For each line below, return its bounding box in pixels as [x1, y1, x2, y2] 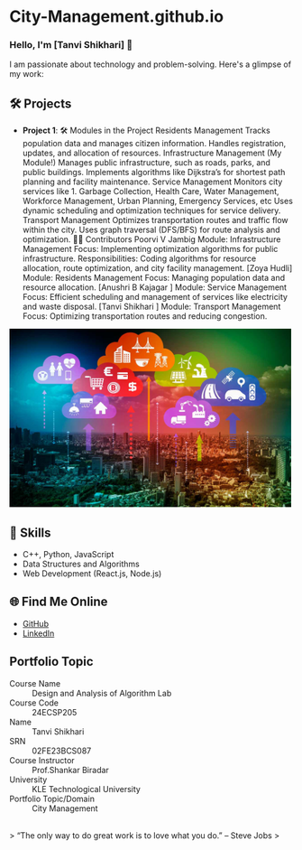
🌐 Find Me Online [9, 594, 108, 610]
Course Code [9, 697, 59, 708]
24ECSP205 [32, 706, 78, 717]
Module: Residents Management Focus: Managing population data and [22, 273, 286, 284]
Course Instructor [9, 754, 75, 765]
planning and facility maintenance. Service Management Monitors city [22, 176, 283, 187]
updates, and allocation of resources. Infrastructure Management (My [22, 147, 282, 159]
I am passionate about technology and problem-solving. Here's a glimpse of [9, 59, 291, 70]
